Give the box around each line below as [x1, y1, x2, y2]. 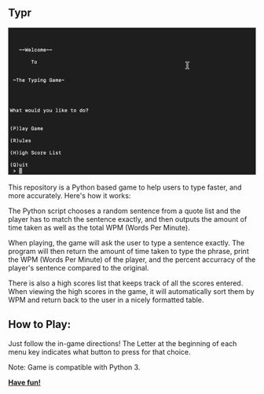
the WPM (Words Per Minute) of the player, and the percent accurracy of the [8, 255, 256, 264]
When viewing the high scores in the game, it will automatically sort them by [8, 286, 255, 296]
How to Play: [8, 318, 71, 331]
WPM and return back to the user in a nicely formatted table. [8, 295, 204, 304]
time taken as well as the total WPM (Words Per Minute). [8, 223, 190, 232]
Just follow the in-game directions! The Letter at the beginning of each [8, 338, 237, 348]
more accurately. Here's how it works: [8, 190, 131, 200]
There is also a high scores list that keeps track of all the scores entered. [8, 278, 244, 288]
